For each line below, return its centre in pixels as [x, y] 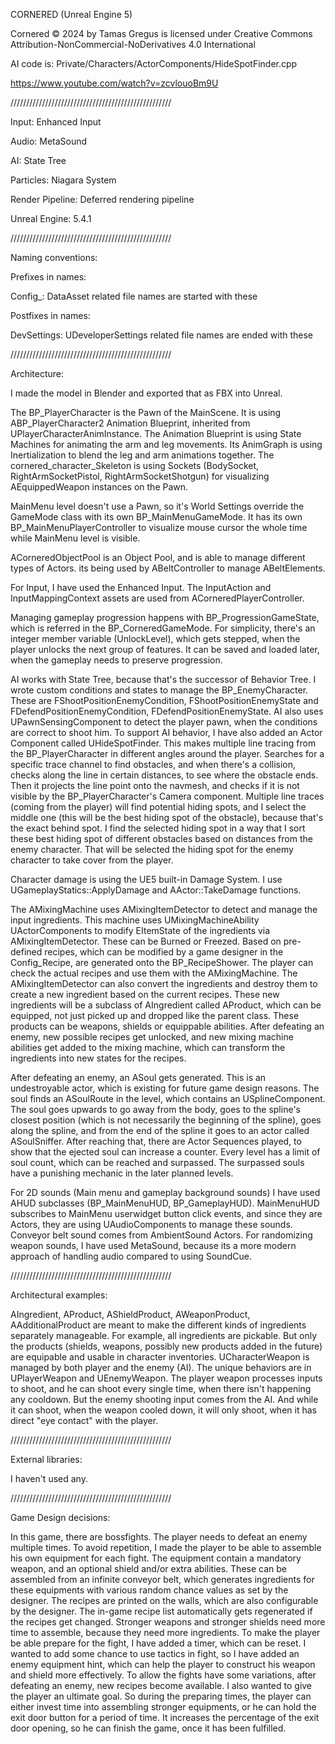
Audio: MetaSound [49, 141]
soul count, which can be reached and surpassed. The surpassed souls [157, 1162]
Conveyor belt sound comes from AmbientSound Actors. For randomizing [161, 1235]
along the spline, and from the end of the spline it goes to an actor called [160, 1130]
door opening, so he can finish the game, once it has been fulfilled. [148, 1728]
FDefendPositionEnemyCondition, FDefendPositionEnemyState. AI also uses [167, 711]
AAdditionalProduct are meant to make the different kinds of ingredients [158, 1325]
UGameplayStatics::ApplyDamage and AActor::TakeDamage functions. [156, 890]
